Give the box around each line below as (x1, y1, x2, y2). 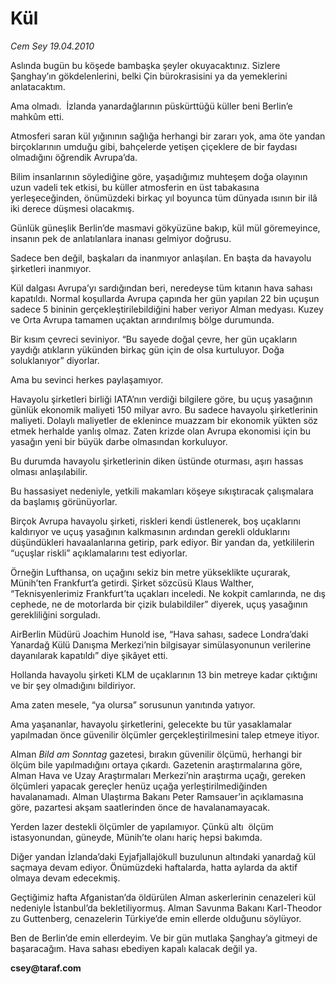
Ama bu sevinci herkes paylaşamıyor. (10, 373, 164, 386)
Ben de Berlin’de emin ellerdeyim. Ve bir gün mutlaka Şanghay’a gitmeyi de (10, 932, 318, 944)
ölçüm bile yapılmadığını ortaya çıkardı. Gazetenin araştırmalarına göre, (10, 758, 303, 771)
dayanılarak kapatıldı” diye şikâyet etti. (10, 649, 168, 661)
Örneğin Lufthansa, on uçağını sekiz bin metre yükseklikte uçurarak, (10, 566, 291, 578)
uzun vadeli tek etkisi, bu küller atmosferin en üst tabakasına (10, 181, 260, 193)
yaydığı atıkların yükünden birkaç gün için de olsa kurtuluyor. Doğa (10, 343, 285, 356)
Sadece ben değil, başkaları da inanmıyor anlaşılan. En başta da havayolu (10, 252, 312, 264)
